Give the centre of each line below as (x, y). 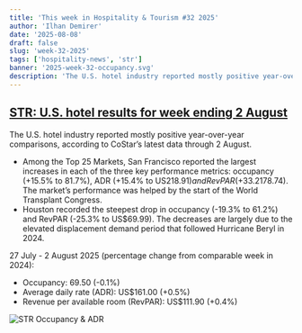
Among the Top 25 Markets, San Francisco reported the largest (139, 161)
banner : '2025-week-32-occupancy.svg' (82, 68)
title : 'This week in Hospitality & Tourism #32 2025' (114, 18)
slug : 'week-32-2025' (50, 51)
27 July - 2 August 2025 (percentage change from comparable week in (142, 255)
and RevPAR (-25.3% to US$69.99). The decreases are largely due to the (157, 219)
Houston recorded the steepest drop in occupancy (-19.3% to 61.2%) (150, 209)
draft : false (34, 43)
